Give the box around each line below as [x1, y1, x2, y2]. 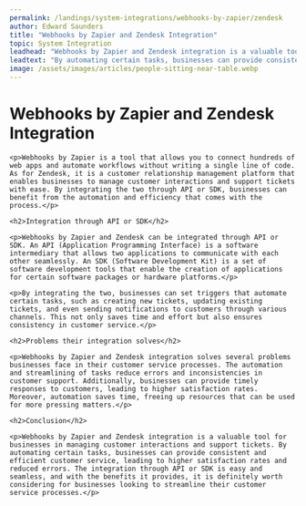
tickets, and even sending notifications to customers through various [9, 305, 287, 314]
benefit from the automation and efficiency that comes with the [9, 192, 262, 201]
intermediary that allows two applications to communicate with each [9, 248, 280, 258]
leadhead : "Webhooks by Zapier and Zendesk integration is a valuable [9, 47, 283, 57]
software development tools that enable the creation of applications [9, 264, 283, 274]
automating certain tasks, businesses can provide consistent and [9, 448, 267, 457]
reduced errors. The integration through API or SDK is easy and [9, 464, 262, 473]
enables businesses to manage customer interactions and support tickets [9, 177, 296, 186]
